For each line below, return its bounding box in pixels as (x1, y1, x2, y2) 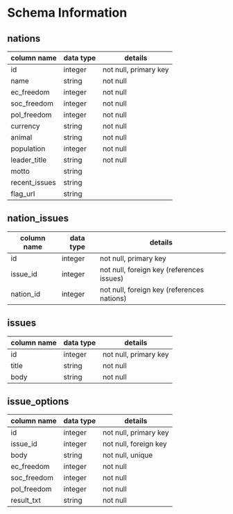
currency (10, 122, 40, 131)
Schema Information (7, 5, 128, 21)
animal (10, 133, 33, 142)
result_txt (10, 495, 42, 505)
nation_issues (7, 213, 69, 224)
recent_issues (10, 178, 57, 187)
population (10, 144, 46, 154)
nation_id (10, 289, 41, 299)
